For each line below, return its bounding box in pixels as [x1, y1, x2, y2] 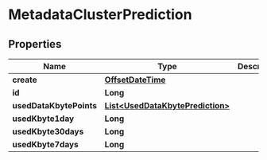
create [12, 74, 37, 85]
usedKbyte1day [12, 113, 75, 124]
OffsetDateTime [104, 74, 166, 85]
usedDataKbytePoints [12, 100, 98, 111]
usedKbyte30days [12, 126, 84, 137]
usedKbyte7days [12, 139, 79, 150]
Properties [8, 37, 62, 51]
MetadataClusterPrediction [8, 6, 192, 24]
